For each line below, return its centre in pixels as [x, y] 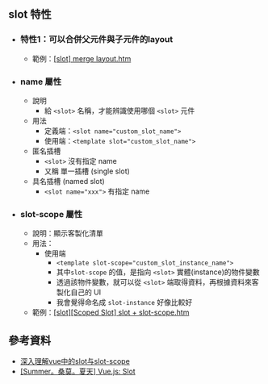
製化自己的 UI [79, 292]
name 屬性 [41, 81]
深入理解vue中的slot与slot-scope [75, 361]
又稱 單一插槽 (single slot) [87, 171]
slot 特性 [30, 15]
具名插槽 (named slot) [68, 181]
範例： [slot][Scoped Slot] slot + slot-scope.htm [111, 312]
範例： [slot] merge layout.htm [82, 58]
